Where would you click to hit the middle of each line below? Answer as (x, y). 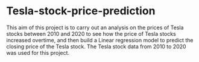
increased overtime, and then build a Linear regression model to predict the (100, 40)
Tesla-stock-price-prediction (81, 11)
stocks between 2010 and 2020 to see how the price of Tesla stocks (91, 33)
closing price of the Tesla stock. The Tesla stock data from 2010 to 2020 (96, 46)
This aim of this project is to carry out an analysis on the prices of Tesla (95, 27)
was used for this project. (38, 52)
